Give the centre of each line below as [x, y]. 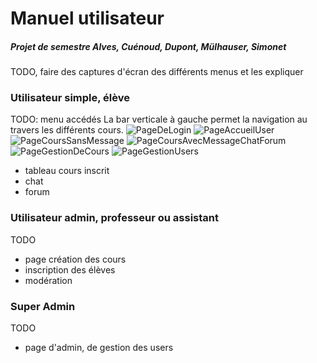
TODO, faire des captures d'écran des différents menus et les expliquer [157, 72]
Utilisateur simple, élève [70, 98]
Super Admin [43, 306]
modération [48, 280]
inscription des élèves [70, 269]
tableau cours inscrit [67, 171]
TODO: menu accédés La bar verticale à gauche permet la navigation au [159, 119]
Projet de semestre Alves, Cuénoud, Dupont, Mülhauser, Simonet [148, 46]
